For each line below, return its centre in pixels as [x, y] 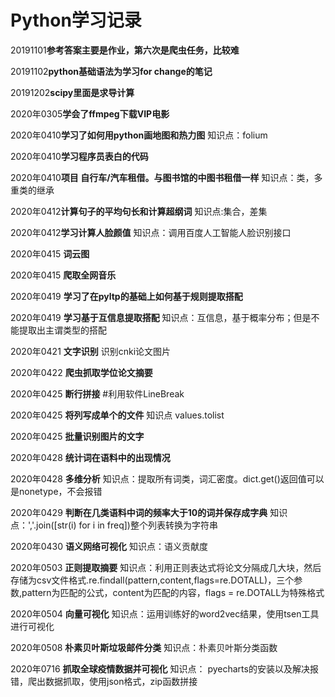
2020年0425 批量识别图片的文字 [77, 436]
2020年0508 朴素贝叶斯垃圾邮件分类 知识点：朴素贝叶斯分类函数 [144, 647]
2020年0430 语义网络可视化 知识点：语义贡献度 [109, 546]
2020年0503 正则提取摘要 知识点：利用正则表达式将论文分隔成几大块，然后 [166, 567]
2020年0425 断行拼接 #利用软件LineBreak [97, 393]
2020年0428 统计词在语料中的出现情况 [90, 457]
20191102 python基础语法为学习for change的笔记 [111, 71]
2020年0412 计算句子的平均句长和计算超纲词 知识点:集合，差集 [139, 211]
